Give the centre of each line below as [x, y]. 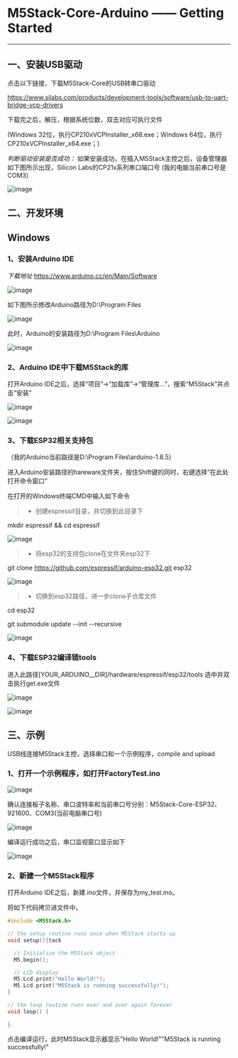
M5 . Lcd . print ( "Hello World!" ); [60, 979]
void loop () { [28, 1011]
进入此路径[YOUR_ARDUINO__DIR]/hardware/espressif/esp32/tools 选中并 [115, 674]
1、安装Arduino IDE [41, 259]
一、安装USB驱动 [45, 65]
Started [30, 28]
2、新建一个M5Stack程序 [51, 875]
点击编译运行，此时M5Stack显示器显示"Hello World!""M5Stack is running [114, 1039]
